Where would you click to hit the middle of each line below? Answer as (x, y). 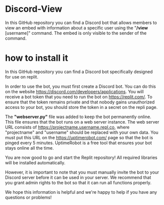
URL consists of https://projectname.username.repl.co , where (67, 127)
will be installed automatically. (35, 162)
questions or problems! (28, 197)
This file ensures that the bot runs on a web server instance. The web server (82, 122)
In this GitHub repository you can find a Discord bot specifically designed (79, 72)
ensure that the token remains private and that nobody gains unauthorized (80, 102)
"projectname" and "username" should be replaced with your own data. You (82, 132)
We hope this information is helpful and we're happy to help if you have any (81, 192)
